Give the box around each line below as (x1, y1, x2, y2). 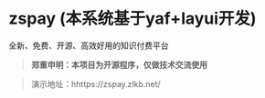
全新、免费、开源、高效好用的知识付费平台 (8, 40, 169, 51)
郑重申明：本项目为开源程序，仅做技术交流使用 (30, 59, 207, 70)
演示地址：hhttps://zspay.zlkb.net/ (30, 78, 161, 89)
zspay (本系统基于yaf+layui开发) (8, 8, 257, 29)
